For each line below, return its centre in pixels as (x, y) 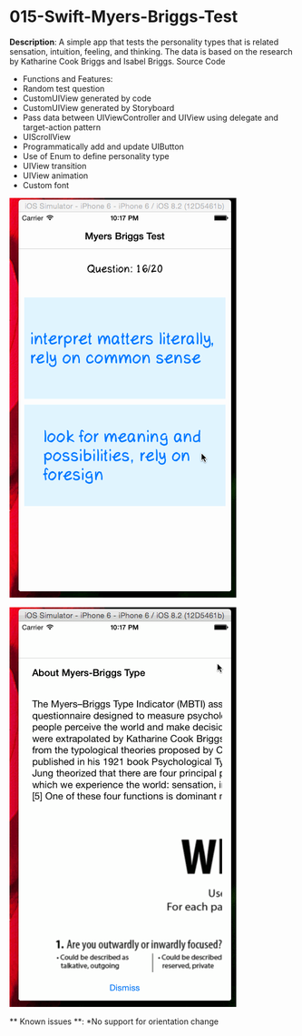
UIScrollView (46, 136)
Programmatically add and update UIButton (103, 146)
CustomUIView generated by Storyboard (98, 107)
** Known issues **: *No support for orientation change (114, 1021)
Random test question (63, 88)
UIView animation (55, 176)
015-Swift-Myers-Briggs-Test (124, 17)
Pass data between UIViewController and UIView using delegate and (151, 117)
